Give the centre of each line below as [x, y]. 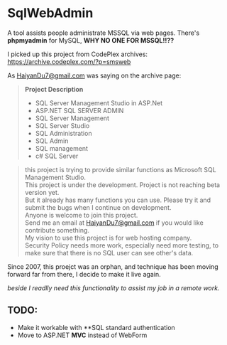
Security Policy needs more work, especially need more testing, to [122, 245]
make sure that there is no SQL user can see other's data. [109, 253]
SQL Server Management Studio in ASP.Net [99, 103]
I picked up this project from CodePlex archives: [77, 54]
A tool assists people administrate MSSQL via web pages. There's [104, 33]
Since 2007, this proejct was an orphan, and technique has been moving [113, 266]
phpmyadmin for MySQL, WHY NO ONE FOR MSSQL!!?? [91, 40]
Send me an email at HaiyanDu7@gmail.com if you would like [114, 223]
